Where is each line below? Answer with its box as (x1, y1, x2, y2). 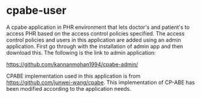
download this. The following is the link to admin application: (6, 49, 156, 56)
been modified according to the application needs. (6, 85, 131, 92)
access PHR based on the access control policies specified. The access (6, 29, 185, 37)
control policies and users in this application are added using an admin (6, 36, 182, 43)
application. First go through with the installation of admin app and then (6, 43, 184, 50)
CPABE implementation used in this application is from (6, 72, 141, 79)
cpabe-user (6, 4, 67, 17)
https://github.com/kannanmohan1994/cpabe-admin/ (6, 61, 138, 68)
